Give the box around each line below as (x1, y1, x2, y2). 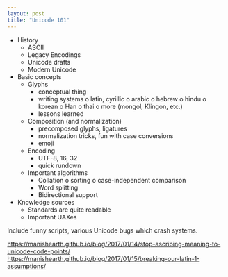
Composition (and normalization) (27, 117, 122, 125)
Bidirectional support (38, 190, 99, 199)
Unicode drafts (27, 58, 71, 66)
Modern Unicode (27, 65, 76, 74)
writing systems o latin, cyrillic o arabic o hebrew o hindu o (38, 94, 206, 103)
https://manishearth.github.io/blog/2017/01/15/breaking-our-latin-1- (7, 254, 200, 262)
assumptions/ (7, 262, 47, 270)
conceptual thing (38, 87, 87, 96)
